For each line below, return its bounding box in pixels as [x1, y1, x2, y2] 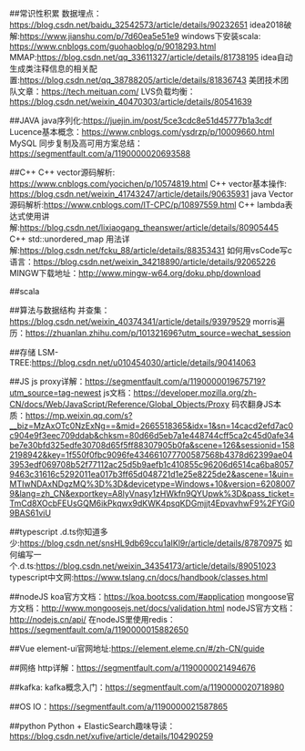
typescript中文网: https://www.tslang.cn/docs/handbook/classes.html [9, 572, 269, 582]
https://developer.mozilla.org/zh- [133, 387, 258, 398]
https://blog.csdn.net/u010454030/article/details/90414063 [31, 357, 257, 367]
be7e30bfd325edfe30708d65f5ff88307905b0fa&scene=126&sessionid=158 [9, 440, 295, 450]
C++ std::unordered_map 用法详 [9, 233, 130, 244]
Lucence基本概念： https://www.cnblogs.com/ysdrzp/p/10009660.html [9, 127, 275, 137]
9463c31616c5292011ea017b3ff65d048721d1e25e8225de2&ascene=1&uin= [9, 468, 294, 479]
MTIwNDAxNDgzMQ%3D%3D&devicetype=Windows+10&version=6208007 [9, 478, 296, 489]
